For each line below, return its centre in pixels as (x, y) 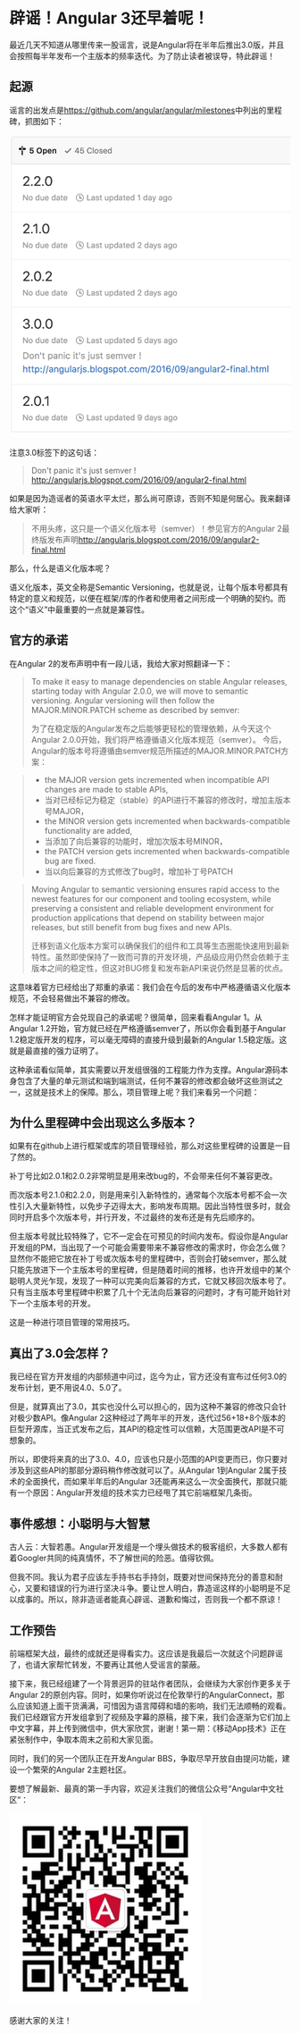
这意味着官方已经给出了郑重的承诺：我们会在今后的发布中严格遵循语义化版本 (150, 987)
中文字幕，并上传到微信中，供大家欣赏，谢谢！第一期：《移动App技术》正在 (148, 1728)
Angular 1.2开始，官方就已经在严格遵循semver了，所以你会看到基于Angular (148, 1028)
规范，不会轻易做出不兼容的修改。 (72, 998)
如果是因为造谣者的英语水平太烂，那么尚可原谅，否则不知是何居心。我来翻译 (150, 498)
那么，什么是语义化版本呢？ (60, 567)
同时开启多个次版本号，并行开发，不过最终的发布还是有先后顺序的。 (134, 1217)
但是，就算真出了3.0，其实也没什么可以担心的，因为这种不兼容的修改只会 (144, 1407)
